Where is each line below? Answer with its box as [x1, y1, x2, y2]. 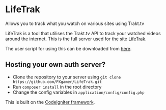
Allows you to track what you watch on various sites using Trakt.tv [5, 20, 144, 26]
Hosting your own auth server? [5, 60, 106, 69]
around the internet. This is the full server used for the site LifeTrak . [5, 36, 147, 42]
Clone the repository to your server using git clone [12, 74, 121, 80]
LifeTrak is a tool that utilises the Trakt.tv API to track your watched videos [5, 30, 161, 36]
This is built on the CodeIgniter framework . [5, 99, 95, 105]
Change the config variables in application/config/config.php [12, 89, 145, 95]
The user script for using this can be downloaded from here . [5, 45, 132, 51]
